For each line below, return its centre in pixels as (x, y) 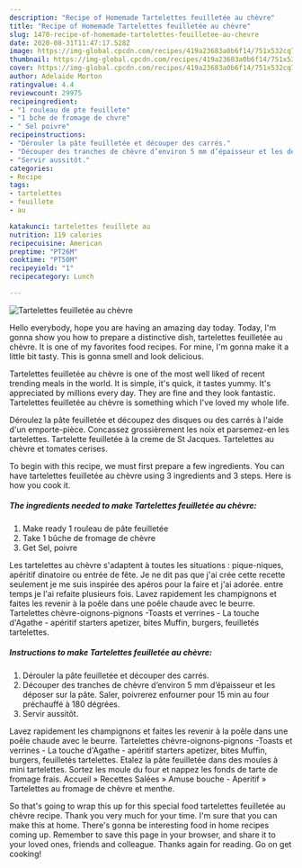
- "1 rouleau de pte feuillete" (70, 110)
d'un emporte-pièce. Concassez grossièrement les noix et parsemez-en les (149, 429)
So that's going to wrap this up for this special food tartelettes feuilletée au (147, 806)
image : (22, 51)
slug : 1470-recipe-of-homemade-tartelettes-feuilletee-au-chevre (134, 34)
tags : (19, 185)
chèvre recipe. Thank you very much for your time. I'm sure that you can (143, 815)
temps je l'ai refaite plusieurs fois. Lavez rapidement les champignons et (143, 593)
